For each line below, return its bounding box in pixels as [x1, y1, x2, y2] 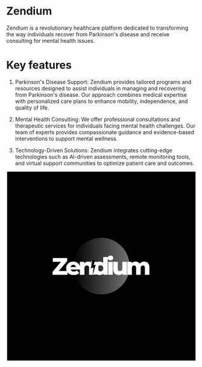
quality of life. [14, 104, 49, 111]
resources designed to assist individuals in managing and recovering [14, 85, 186, 92]
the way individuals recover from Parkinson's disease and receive [6, 30, 170, 37]
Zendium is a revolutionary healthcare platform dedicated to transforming [6, 24, 189, 31]
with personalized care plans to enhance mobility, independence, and [14, 97, 188, 105]
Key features [6, 59, 72, 72]
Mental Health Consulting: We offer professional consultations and [14, 115, 181, 123]
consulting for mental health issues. [6, 37, 95, 44]
